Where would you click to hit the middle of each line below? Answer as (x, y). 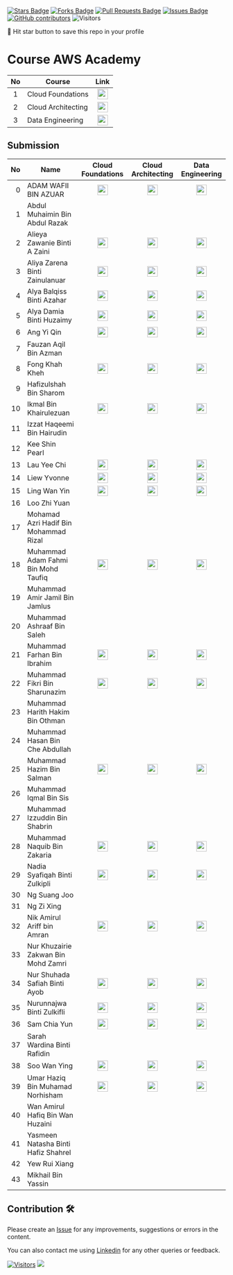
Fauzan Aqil (46, 344)
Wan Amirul (46, 1106)
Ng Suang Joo (51, 895)
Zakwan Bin (46, 955)
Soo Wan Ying (50, 1066)
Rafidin (39, 1053)
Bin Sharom (46, 393)
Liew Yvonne (48, 477)
